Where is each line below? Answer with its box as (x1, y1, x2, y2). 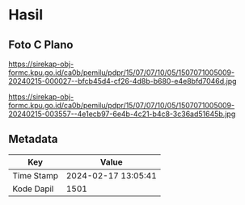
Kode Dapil (12, 183, 54, 195)
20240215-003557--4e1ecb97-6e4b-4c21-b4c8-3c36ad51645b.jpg (8, 109, 236, 119)
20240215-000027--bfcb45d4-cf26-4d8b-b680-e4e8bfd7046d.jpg (8, 77, 237, 86)
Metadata (8, 132, 58, 146)
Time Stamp (12, 169, 59, 181)
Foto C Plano (8, 38, 74, 52)
